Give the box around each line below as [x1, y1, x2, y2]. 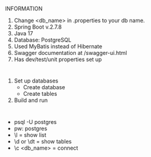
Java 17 [13, 30, 34, 37]
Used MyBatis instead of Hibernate [13, 43, 103, 50]
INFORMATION [5, 5, 43, 12]
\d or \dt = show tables [13, 137, 72, 145]
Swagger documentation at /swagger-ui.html [13, 49, 127, 57]
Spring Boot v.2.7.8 [13, 23, 62, 31]
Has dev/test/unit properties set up [13, 56, 102, 63]
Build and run [13, 97, 48, 104]
